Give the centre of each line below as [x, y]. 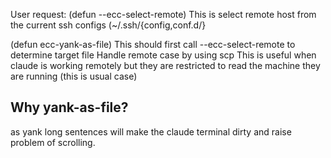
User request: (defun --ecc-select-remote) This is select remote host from [163, 14]
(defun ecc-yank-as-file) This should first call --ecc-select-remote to [153, 44]
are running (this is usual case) [74, 76]
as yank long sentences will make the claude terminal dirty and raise [151, 131]
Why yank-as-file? [69, 107]
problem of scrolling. [53, 142]
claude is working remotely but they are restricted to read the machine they [165, 65]
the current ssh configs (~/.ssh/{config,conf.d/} [108, 25]
